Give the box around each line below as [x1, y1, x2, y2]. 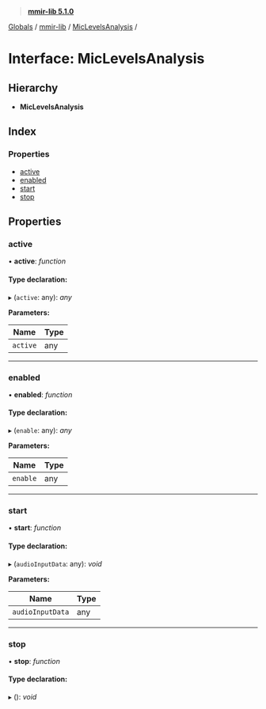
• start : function [8, 523, 62, 533]
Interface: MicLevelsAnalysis [8, 50, 205, 68]
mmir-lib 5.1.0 [27, 7, 74, 16]
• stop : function [8, 656, 61, 665]
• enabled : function [8, 389, 73, 399]
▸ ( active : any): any [8, 292, 73, 301]
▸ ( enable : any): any [8, 426, 73, 435]
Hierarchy [8, 81, 59, 94]
